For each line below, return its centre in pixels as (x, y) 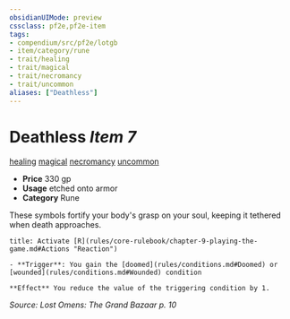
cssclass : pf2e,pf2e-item (57, 26)
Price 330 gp (47, 179)
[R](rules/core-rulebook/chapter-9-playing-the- (165, 241)
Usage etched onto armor (70, 188)
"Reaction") (95, 249)
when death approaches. (55, 225)
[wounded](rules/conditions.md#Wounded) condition (106, 273)
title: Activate (39, 241)
